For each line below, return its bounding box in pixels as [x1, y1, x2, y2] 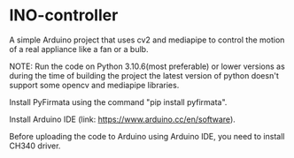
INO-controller [9, 5, 119, 26]
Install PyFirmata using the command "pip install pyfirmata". [9, 96, 228, 107]
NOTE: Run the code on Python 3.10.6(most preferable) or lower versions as [9, 61, 285, 71]
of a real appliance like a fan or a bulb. [9, 43, 149, 54]
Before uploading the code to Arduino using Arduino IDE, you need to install [9, 131, 285, 141]
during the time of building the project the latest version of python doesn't [9, 70, 279, 80]
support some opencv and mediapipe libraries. [9, 79, 180, 90]
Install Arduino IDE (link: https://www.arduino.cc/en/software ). [9, 114, 236, 124]
